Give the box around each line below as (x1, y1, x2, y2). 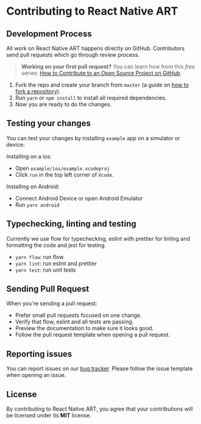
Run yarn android (15, 201, 60, 208)
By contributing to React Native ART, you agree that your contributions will (6, 405, 193, 412)
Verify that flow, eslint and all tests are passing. (15, 318, 134, 325)
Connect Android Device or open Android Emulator (15, 194, 143, 202)
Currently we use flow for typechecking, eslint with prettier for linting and (6, 235, 191, 242)
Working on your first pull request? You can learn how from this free (21, 63, 196, 70)
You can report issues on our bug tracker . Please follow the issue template (6, 365, 193, 372)
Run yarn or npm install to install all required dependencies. (15, 94, 167, 101)
